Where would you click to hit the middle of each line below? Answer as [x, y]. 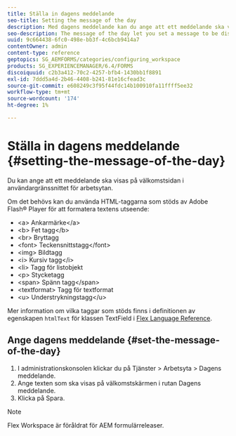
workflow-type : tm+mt [39, 92]
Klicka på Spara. [41, 398]
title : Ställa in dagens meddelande [61, 14]
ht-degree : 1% [28, 105]
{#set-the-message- [173, 340]
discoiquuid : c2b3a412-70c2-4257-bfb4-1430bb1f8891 [84, 72]
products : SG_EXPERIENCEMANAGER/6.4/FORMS [70, 66]
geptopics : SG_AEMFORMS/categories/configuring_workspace [94, 60]
